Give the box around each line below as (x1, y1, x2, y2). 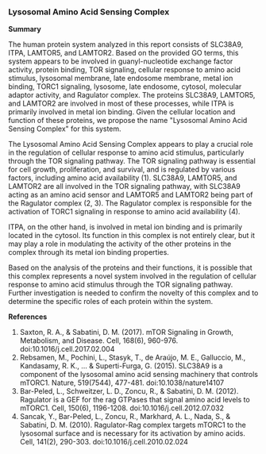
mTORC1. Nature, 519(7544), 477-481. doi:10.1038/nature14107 (19, 378, 225, 387)
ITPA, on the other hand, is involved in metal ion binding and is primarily (8, 222, 243, 232)
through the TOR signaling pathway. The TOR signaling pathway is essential (8, 156, 256, 166)
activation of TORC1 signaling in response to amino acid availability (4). (8, 207, 241, 217)
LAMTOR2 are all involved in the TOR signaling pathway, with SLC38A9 (8, 182, 241, 191)
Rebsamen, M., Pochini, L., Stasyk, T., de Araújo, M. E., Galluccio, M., (19, 352, 246, 363)
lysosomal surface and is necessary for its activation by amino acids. (19, 429, 246, 438)
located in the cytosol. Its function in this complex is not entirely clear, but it (8, 231, 256, 240)
